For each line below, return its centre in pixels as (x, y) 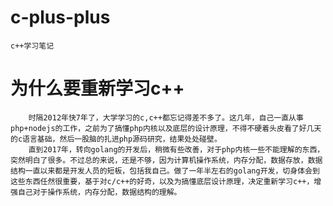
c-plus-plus (60, 17)
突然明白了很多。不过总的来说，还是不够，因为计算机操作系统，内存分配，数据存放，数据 (166, 160)
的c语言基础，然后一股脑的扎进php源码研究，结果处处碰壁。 (116, 139)
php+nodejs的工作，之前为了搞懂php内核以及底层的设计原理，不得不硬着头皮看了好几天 (166, 128)
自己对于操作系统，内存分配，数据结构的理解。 (99, 192)
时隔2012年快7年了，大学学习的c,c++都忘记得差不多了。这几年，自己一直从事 (166, 117)
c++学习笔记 (32, 46)
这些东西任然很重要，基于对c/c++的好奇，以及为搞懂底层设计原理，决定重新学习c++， (162, 181)
